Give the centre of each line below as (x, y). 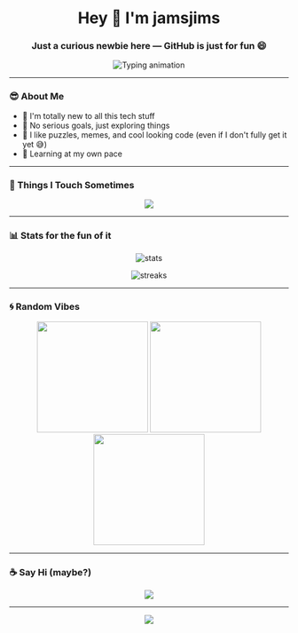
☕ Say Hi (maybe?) (50, 572)
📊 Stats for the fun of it (60, 236)
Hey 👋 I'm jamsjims (149, 18)
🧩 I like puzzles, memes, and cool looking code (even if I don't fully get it (154, 135)
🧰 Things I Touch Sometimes (72, 185)
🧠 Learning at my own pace (72, 154)
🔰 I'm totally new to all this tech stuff (88, 115)
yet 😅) (34, 144)
